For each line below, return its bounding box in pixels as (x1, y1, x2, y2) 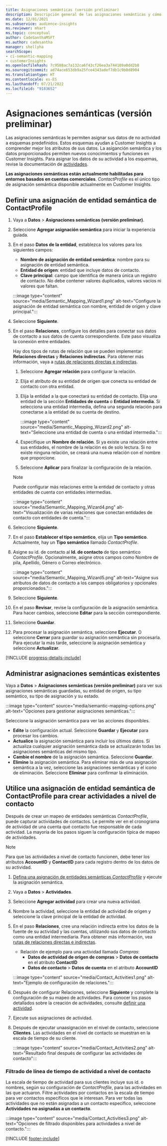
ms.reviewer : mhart (5, 26, 46, 31)
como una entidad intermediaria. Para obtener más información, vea (12, 933, 153, 939)
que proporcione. (20, 455, 56, 461)
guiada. (12, 232, 29, 238)
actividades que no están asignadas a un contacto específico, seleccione (5, 1101, 156, 1107)
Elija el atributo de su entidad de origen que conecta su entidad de (20, 378, 157, 384)
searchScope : (5, 49, 33, 54)
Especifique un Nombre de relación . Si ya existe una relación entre (20, 439, 158, 445)
